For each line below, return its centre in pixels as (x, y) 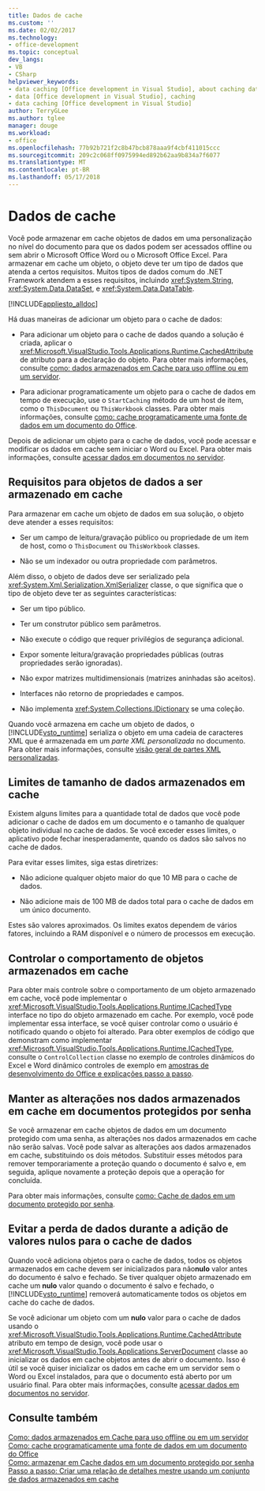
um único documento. (55, 910)
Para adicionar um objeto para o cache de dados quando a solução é (132, 334)
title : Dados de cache (45, 15)
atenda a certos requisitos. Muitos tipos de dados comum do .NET (116, 271)
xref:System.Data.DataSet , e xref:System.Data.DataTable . (101, 288)
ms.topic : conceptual (44, 52)
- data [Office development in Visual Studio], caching (102, 96)
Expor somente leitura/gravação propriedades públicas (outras (121, 654)
